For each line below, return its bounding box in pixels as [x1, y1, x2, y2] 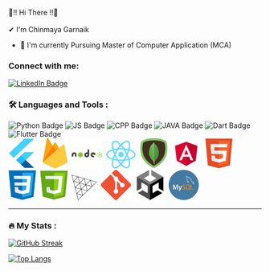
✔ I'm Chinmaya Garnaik [8, 25, 90, 34]
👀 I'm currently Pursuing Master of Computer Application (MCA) [19, 40, 231, 50]
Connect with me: [8, 60, 80, 72]
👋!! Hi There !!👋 [8, 8, 59, 17]
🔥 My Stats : [8, 220, 57, 231]
